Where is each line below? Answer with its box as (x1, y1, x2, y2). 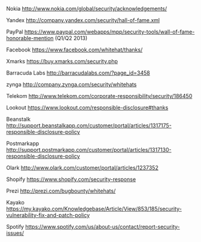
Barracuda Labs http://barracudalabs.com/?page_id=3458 (6, 69, 151, 76)
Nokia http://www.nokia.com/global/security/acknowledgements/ (6, 5, 167, 12)
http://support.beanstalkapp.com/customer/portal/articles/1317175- (6, 122, 172, 129)
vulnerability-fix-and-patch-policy (6, 212, 90, 219)
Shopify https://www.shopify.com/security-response (6, 176, 136, 183)
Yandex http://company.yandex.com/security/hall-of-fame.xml (6, 17, 160, 23)
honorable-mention (6, 35, 54, 41)
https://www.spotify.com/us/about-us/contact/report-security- (25, 223, 181, 230)
